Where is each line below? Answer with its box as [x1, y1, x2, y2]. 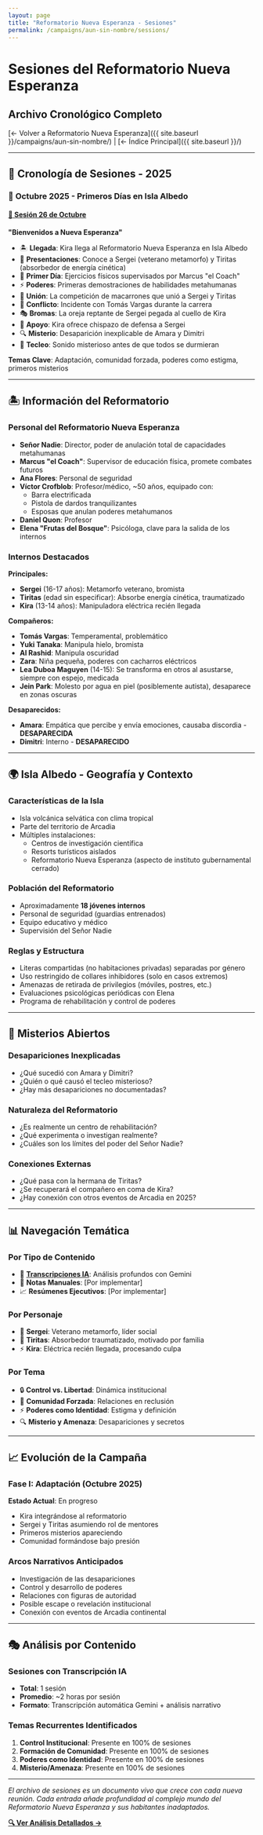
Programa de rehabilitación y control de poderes [19, 996, 176, 1006]
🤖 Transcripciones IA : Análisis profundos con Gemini [19, 1270, 192, 1279]
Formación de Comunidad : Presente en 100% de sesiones [19, 1746, 209, 1756]
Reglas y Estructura [8, 945, 85, 956]
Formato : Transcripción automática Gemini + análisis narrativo [19, 1701, 222, 1710]
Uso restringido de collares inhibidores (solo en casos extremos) [19, 971, 229, 981]
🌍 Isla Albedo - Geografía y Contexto [8, 768, 193, 781]
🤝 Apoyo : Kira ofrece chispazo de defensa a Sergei [19, 320, 186, 329]
